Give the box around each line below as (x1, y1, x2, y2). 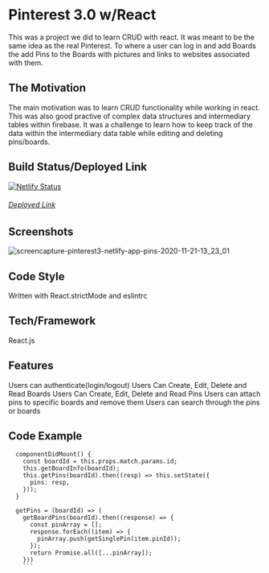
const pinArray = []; (29, 521, 103, 529)
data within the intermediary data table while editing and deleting (8, 128, 223, 138)
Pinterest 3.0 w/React (8, 6, 157, 24)
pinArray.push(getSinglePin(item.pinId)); (37, 535, 181, 543)
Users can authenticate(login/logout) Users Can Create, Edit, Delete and (8, 380, 247, 390)
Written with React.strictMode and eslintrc (8, 291, 148, 300)
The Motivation (8, 81, 87, 95)
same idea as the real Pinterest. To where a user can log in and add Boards (8, 40, 257, 50)
